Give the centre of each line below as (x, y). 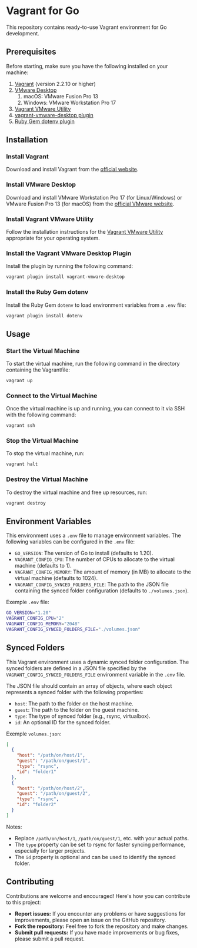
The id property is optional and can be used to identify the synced (95, 857)
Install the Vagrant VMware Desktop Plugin (69, 253)
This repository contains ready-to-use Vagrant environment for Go (86, 27)
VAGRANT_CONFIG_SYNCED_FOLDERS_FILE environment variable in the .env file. (96, 674)
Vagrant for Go (43, 11)
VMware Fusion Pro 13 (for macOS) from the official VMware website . (90, 204)
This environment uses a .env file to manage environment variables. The (94, 536)
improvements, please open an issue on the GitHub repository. (90, 920)
